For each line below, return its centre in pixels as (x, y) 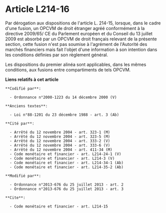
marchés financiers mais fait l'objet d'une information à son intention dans (81, 49)
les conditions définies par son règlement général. (57, 55)
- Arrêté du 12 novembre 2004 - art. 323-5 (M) (60, 136)
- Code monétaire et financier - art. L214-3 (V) (62, 158)
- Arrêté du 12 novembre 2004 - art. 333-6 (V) (60, 145)
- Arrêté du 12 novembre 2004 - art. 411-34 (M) (61, 150)
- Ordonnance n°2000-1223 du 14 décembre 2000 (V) (63, 97)
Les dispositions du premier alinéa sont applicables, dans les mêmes (76, 64)
